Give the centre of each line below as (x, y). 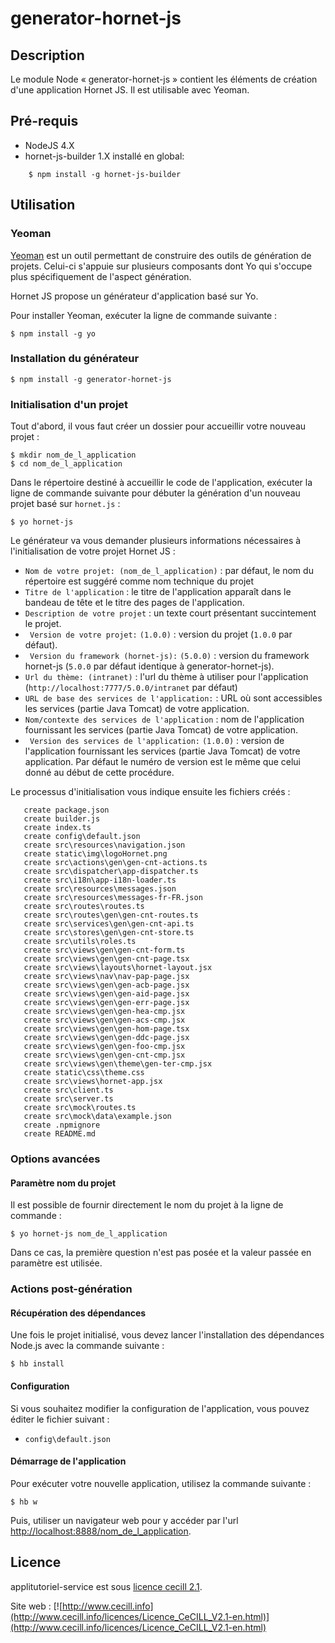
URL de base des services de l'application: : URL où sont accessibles (173, 698)
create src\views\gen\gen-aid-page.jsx (106, 994)
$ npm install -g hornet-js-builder (105, 174)
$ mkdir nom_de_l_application (73, 455)
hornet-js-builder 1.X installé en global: (104, 156)
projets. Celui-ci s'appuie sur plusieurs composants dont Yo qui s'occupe (161, 266)
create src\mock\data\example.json (97, 1117)
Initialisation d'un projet (69, 404)
